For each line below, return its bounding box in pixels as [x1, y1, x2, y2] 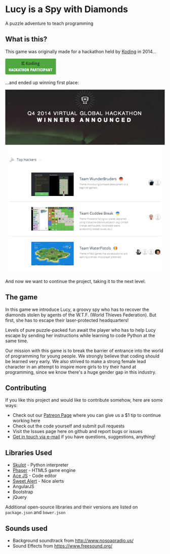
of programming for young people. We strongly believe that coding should [5, 353, 160, 359]
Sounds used [5, 524, 48, 533]
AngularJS [12, 484, 34, 490]
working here [12, 418, 40, 424]
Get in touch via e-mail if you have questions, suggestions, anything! [12, 434, 156, 440]
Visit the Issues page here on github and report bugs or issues [12, 428, 143, 434]
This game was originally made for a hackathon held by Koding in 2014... [5, 48, 157, 54]
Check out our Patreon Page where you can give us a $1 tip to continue [12, 412, 161, 418]
